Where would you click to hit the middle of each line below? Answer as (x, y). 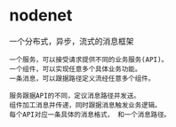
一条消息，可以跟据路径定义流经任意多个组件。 (82, 78)
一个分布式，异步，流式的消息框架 (72, 41)
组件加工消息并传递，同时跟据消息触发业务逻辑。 (85, 105)
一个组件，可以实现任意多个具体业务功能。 (76, 69)
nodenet (41, 16)
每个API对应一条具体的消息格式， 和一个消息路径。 (90, 115)
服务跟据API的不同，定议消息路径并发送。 (75, 95)
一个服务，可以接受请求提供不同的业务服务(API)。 (89, 60)
